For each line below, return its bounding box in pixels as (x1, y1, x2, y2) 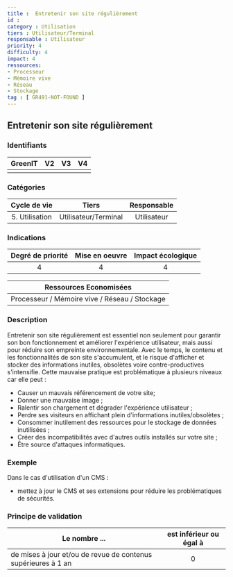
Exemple (7, 458, 37, 467)
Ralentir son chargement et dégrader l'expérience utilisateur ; (17, 403, 193, 412)
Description (7, 315, 48, 325)
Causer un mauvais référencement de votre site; (17, 388, 156, 396)
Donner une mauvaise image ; (17, 396, 103, 404)
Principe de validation (7, 511, 83, 521)
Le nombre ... (62, 534, 106, 544)
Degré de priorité (10, 251, 69, 260)
